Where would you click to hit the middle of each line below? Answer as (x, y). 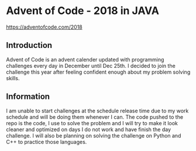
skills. (13, 78)
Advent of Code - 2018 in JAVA (83, 11)
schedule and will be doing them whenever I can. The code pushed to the (94, 117)
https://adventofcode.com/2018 (44, 27)
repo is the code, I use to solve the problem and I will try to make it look (92, 123)
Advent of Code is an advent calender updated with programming (85, 59)
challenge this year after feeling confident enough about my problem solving (98, 72)
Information (28, 97)
